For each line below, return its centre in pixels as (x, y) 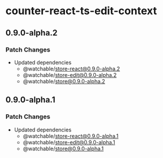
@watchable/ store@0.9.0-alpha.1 (63, 149)
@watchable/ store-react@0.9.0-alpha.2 (71, 69)
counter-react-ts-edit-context (81, 11)
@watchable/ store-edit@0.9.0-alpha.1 (69, 142)
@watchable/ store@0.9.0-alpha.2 (64, 81)
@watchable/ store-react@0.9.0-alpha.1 (71, 136)
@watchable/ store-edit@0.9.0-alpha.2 (70, 75)
